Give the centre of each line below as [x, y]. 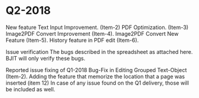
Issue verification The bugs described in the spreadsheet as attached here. [99, 51]
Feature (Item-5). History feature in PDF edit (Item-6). [72, 40]
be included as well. [31, 89]
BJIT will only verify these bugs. [46, 58]
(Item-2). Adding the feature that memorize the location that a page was [95, 76]
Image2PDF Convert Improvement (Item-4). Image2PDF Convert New [92, 33]
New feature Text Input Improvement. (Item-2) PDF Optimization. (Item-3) [97, 27]
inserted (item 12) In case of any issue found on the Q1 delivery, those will [97, 83]
